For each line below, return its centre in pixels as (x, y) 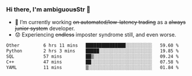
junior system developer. (45, 28)
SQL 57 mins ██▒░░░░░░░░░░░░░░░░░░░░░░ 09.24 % (92, 57)
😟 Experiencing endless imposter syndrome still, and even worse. (95, 35)
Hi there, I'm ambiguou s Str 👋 (48, 9)
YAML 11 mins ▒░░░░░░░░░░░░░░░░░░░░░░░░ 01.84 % (92, 67)
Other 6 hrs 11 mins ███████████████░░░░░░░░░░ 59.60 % (92, 46)
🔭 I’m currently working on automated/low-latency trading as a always (100, 22)
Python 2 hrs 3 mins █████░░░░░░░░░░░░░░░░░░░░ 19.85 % (92, 51)
